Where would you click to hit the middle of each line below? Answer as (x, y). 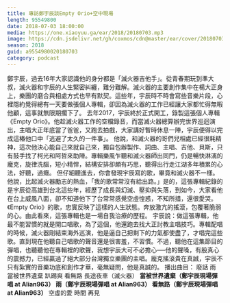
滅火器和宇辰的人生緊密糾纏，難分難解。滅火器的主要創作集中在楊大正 (118, 87)
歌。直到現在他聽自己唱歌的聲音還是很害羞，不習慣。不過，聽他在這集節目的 (115, 241)
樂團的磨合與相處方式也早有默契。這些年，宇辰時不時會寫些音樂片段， (118, 95)
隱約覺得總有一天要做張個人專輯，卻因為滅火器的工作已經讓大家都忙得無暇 (118, 104)
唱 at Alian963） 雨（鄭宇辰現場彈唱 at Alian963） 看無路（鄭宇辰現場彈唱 (113, 284)
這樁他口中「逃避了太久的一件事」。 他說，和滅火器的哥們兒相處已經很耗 (114, 138)
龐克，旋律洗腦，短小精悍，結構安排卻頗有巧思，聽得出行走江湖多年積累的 (112, 164)
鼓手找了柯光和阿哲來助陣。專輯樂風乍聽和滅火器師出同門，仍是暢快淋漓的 (118, 156)
